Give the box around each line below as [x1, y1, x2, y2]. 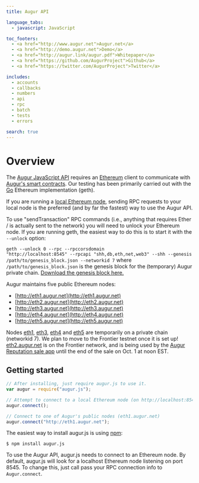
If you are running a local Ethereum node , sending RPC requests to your [6, 198, 182, 205]
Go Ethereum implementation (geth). [6, 186, 95, 193]
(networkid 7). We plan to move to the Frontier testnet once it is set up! [6, 335, 179, 342]
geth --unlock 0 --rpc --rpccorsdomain [6, 246, 105, 252]
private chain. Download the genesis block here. [6, 269, 124, 277]
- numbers [11, 90, 36, 97]
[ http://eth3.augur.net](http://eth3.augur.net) [14, 305, 124, 312]
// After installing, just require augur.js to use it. [6, 381, 147, 387]
